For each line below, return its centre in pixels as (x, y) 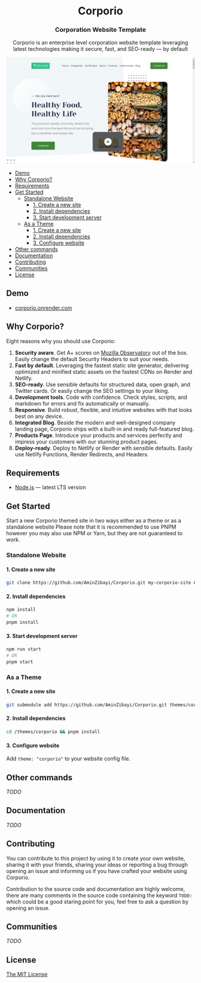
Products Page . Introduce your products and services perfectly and (98, 435)
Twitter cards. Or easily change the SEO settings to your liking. (92, 390)
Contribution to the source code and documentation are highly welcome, (96, 889)
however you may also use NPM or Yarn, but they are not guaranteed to (95, 533)
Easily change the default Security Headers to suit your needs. (92, 359)
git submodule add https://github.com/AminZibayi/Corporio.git (87, 705)
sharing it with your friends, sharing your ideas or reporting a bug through (97, 865)
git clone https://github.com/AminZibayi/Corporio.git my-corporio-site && (103, 583)
